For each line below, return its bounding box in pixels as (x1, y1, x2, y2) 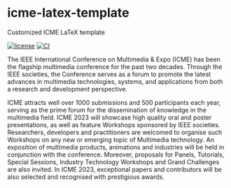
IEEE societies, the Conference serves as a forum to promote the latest (7, 70, 211, 78)
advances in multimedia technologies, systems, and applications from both (7, 77, 223, 85)
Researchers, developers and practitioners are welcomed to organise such (7, 128, 223, 136)
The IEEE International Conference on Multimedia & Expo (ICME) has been (7, 55, 220, 64)
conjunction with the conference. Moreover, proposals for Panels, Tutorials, (7, 150, 225, 159)
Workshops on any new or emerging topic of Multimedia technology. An (7, 135, 215, 144)
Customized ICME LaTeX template (7, 28, 105, 36)
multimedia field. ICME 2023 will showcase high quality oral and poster (7, 113, 212, 122)
